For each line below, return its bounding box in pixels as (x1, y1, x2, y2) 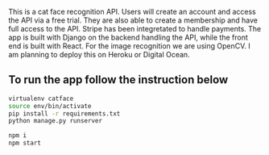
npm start (8, 139, 42, 148)
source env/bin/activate (8, 102, 92, 110)
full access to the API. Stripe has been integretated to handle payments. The (8, 24, 262, 33)
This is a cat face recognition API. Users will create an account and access (8, 7, 256, 16)
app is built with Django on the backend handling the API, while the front (8, 32, 248, 42)
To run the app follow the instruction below (8, 73, 229, 87)
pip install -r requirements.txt (8, 109, 121, 118)
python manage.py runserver (8, 117, 103, 125)
